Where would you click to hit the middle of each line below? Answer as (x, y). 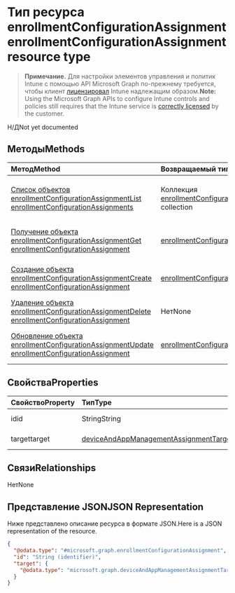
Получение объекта (45, 231)
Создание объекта (43, 269)
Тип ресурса (46, 12)
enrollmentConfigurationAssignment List (76, 198)
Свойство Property (43, 402)
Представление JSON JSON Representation (106, 506)
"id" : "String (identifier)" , (57, 557)
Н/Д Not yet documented (43, 127)
